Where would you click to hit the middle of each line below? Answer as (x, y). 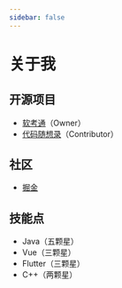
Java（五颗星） (50, 242)
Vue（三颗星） (49, 252)
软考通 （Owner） (53, 123)
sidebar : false (37, 17)
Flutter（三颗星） (53, 264)
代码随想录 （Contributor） (70, 133)
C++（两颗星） (50, 275)
